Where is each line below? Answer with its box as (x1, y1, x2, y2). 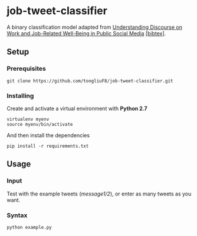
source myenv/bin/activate (6, 121, 73, 127)
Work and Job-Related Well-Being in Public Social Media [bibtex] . (6, 29, 166, 36)
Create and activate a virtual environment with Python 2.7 (6, 105, 147, 112)
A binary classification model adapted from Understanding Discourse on (6, 24, 182, 31)
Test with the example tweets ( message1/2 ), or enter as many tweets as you (6, 190, 192, 197)
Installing (6, 91, 34, 99)
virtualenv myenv (6, 116, 50, 122)
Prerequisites (6, 65, 46, 73)
